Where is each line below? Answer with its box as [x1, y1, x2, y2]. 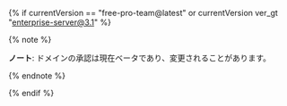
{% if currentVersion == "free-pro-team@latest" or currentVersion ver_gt [8, 8, 279, 18]
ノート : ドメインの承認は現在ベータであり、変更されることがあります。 [8, 53, 271, 63]
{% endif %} [8, 88, 55, 98]
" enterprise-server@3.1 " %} [8, 17, 111, 28]
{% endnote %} [8, 70, 66, 81]
